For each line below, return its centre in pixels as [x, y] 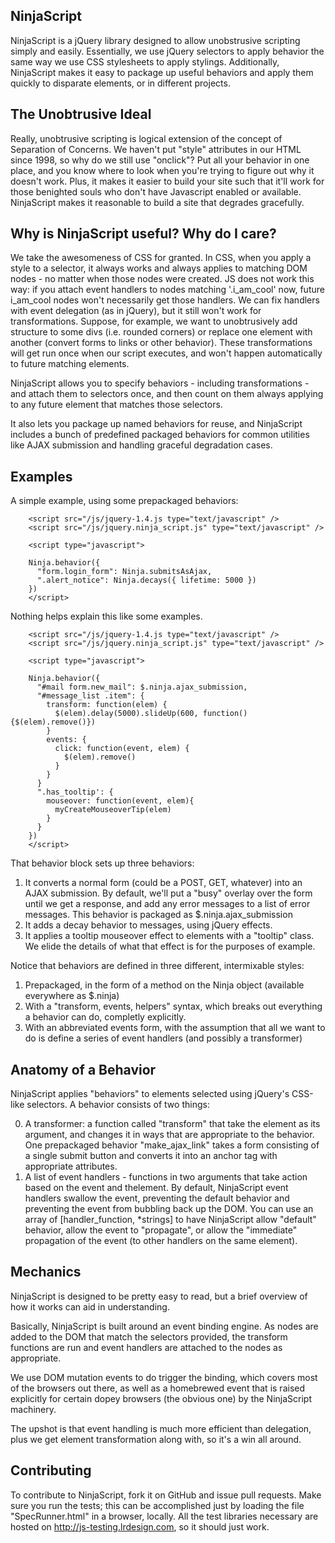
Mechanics [46, 1272]
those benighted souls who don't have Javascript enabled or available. [156, 191]
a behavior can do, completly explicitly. [105, 1017]
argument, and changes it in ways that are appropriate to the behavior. [169, 1135]
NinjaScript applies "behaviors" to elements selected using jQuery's [150, 1094]
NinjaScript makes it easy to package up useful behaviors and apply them [162, 72]
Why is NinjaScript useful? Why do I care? [143, 234]
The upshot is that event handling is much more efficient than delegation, [161, 1428]
